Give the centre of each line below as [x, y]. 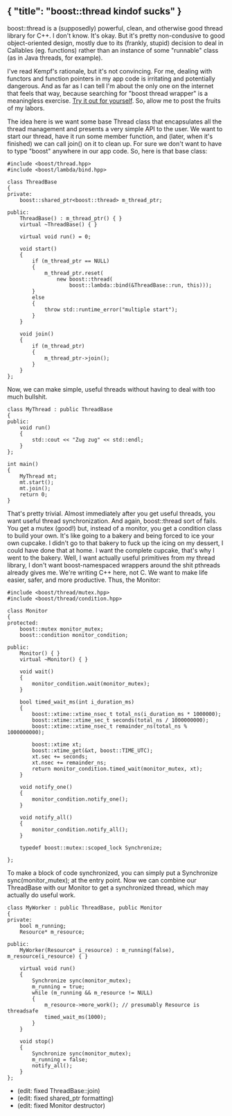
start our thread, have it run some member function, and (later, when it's [110, 136]
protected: [23, 623]
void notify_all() [46, 817]
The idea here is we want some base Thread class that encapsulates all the [115, 122]
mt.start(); [37, 482]
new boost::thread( [84, 279]
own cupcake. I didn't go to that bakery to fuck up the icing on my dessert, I [115, 543]
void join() [37, 334]
